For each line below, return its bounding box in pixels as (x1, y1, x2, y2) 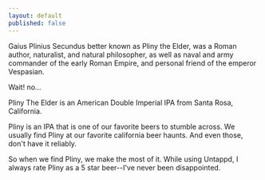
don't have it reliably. (8, 138, 77, 148)
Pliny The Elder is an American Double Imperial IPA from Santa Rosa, (8, 98, 234, 107)
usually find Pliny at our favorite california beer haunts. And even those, (8, 130, 243, 140)
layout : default (8, 11, 62, 20)
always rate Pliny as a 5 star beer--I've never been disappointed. (8, 162, 221, 172)
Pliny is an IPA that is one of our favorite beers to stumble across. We (8, 122, 235, 131)
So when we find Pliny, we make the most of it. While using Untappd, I (8, 154, 239, 164)
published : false (8, 19, 66, 27)
